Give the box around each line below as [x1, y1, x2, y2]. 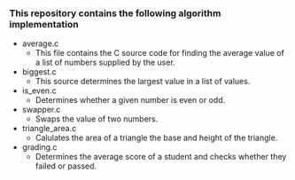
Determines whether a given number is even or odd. [35, 95, 226, 106]
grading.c [21, 142, 58, 153]
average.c [21, 38, 59, 49]
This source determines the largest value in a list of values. [35, 76, 251, 87]
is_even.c [21, 85, 57, 96]
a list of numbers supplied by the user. [35, 57, 175, 68]
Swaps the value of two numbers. [35, 113, 159, 124]
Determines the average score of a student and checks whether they [35, 152, 287, 162]
